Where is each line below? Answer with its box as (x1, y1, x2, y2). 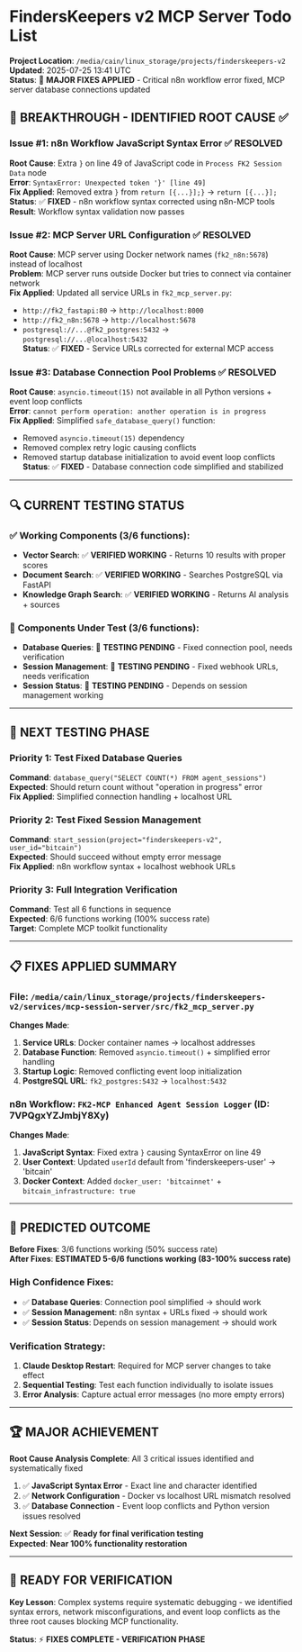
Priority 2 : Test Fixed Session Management (9, 813, 201, 826)
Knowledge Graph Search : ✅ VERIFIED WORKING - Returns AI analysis (22, 588, 289, 600)
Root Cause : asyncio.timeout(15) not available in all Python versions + (9, 386, 272, 397)
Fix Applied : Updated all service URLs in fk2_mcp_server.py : (9, 286, 232, 298)
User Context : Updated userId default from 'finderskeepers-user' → (22, 1157, 277, 1167)
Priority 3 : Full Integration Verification (9, 884, 178, 896)
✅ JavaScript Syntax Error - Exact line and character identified (22, 1480, 258, 1491)
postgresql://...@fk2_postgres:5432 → (22, 323, 170, 334)
